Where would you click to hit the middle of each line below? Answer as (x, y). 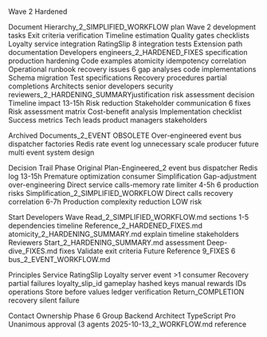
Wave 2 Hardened (38, 12)
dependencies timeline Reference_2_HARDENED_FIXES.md (106, 225)
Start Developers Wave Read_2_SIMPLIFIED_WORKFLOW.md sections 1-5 (129, 217)
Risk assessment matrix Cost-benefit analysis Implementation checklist (125, 112)
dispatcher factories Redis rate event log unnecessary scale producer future (133, 144)
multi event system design (51, 152)
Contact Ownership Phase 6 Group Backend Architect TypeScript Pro (122, 315)
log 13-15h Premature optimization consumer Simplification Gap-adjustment (133, 176)
